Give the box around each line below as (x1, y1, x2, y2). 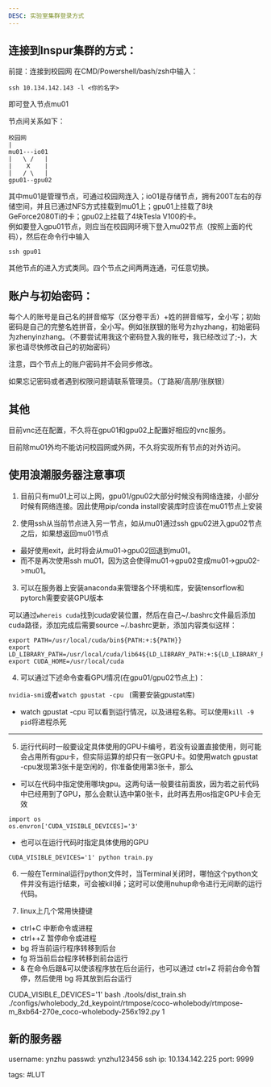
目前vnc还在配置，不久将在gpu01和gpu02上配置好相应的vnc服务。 (8, 425, 231, 435)
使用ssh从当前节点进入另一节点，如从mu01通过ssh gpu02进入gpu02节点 (19, 518, 262, 528)
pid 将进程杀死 (19, 717, 67, 727)
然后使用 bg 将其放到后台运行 (34, 973, 132, 983)
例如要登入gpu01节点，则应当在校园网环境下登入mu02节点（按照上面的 (8, 222, 246, 231)
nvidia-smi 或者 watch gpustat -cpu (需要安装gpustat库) (8, 689, 195, 699)
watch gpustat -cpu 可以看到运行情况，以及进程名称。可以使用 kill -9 (19, 706, 254, 716)
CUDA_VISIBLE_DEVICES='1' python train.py (8, 853, 153, 861)
